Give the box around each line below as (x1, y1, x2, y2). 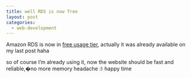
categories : (6, 19, 35, 25)
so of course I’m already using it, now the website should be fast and (6, 59, 174, 66)
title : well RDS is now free (6, 8, 78, 15)
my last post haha (6, 48, 50, 55)
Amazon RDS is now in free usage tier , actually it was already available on (6, 41, 186, 48)
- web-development (11, 25, 57, 31)
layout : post (6, 14, 38, 20)
